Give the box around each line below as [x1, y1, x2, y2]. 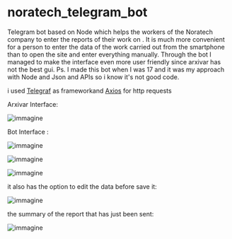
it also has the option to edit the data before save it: [7, 182, 157, 191]
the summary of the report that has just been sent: [7, 209, 154, 218]
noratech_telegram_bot [7, 4, 148, 21]
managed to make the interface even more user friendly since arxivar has [7, 57, 221, 66]
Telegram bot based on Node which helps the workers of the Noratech [7, 28, 214, 36]
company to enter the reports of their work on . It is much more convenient [7, 35, 225, 43]
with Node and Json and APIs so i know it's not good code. [7, 72, 180, 81]
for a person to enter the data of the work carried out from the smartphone [7, 42, 225, 51]
